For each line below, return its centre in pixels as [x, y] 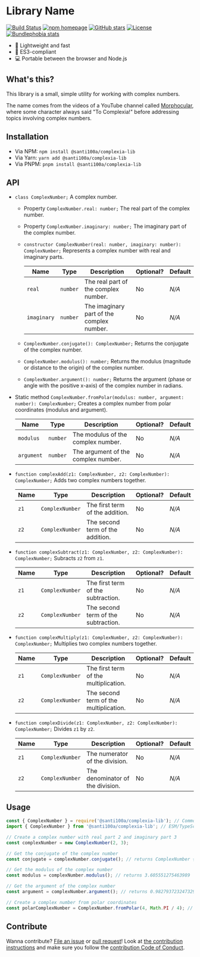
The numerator [107, 754]
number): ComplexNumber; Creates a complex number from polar [93, 403]
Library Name [40, 11]
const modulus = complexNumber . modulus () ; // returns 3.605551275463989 [98, 875]
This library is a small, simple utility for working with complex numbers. [93, 94]
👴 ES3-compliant [35, 51]
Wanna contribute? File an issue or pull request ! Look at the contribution [95, 941]
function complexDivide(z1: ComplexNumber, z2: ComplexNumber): [96, 723]
